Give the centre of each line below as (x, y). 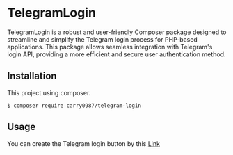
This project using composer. (49, 92)
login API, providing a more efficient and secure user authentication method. (116, 54)
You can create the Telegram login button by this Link (83, 143)
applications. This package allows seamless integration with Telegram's (110, 47)
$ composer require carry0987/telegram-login (74, 106)
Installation (32, 76)
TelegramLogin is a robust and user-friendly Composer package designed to (117, 32)
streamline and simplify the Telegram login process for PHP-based (103, 39)
